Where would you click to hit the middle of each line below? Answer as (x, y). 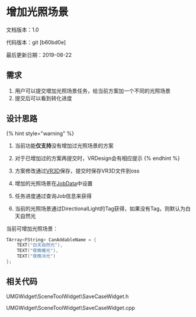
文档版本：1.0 (23, 30)
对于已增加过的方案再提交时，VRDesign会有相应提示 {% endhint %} (97, 158)
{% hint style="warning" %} (40, 133)
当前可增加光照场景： (32, 228)
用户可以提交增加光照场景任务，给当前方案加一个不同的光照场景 (92, 91)
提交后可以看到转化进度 (43, 98)
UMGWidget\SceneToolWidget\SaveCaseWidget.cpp (70, 308)
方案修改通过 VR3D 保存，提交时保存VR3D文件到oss (77, 171)
